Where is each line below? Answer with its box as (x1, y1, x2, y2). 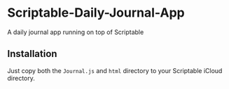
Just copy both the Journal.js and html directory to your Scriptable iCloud (7, 66, 223, 74)
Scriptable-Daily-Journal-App (7, 5, 185, 21)
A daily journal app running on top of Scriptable (7, 28, 144, 36)
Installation (7, 48, 57, 60)
